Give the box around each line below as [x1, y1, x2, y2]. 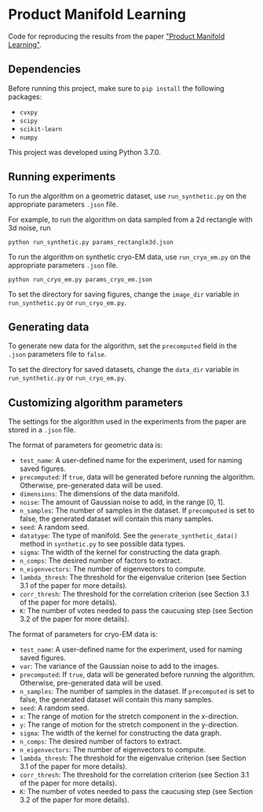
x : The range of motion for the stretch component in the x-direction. [19, 711, 239, 721]
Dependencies [8, 63, 81, 76]
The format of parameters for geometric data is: [8, 440, 163, 450]
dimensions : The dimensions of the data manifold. [19, 489, 180, 498]
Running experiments [8, 171, 116, 184]
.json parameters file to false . [8, 350, 107, 359]
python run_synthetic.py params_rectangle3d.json [8, 238, 174, 246]
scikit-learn [19, 125, 63, 133]
